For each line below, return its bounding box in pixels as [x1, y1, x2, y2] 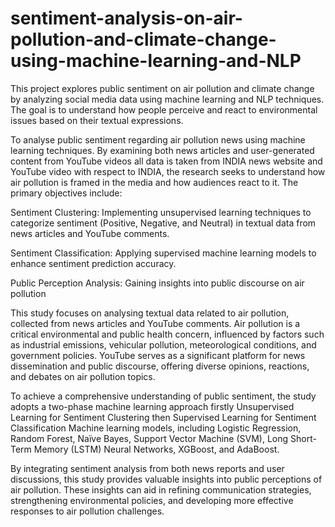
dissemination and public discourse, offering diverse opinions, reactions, [10, 360, 310, 372]
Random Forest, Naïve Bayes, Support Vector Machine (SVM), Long [10, 432, 289, 444]
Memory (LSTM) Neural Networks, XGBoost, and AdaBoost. [33, 443, 280, 455]
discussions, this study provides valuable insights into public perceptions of [10, 473, 323, 485]
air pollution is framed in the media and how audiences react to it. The [10, 176, 299, 188]
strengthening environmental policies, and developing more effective [10, 494, 294, 506]
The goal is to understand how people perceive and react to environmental [10, 103, 318, 116]
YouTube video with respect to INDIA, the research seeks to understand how [10, 165, 326, 177]
